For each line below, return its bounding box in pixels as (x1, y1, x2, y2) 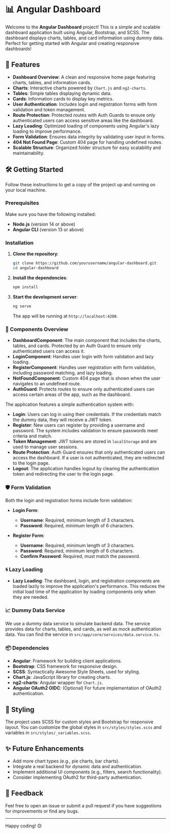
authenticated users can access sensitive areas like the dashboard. (12, 117, 154, 124)
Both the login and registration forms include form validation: (5, 498, 133, 504)
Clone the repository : (12, 251, 59, 257)
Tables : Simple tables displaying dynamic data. (12, 90, 112, 96)
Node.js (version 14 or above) (12, 221, 75, 227)
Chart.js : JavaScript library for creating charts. (12, 674, 111, 680)
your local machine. (5, 187, 47, 193)
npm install (12, 284, 38, 289)
